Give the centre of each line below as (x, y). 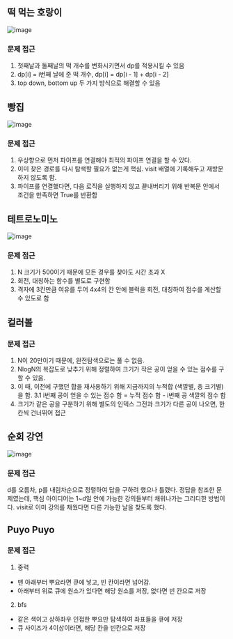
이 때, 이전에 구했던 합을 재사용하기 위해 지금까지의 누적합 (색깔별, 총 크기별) (120, 387)
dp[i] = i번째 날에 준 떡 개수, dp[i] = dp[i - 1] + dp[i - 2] (93, 75)
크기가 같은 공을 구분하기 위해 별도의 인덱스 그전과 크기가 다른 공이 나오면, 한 (121, 404)
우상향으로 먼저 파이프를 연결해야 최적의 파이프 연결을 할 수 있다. (104, 160)
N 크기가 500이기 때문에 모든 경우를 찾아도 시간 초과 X (91, 272)
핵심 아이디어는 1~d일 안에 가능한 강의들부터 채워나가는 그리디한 (120, 499)
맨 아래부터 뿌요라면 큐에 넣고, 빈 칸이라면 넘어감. (84, 582)
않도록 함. (43, 178)
